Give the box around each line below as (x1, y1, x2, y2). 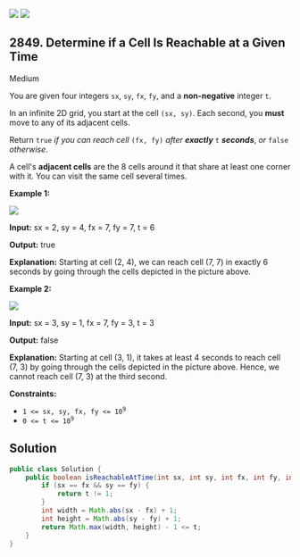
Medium (9, 72, 40, 84)
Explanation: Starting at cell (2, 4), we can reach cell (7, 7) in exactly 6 (9, 256, 269, 267)
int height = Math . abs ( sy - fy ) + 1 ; (41, 514, 182, 523)
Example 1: (9, 187, 51, 198)
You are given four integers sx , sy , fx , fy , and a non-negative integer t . (9, 90, 272, 101)
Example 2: (9, 283, 52, 294)
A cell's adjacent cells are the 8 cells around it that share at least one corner (9, 161, 291, 171)
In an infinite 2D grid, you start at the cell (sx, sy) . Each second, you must (9, 107, 285, 118)
